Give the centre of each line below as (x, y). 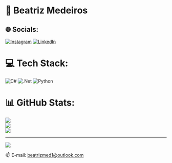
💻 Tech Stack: (37, 63)
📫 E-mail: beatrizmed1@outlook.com (45, 155)
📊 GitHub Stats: (40, 103)
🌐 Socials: (22, 29)
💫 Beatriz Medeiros (47, 11)
